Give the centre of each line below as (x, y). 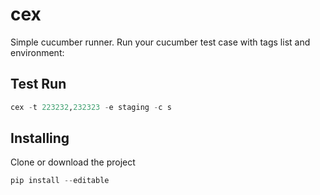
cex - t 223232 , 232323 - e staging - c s (91, 107)
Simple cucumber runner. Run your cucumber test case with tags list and (160, 42)
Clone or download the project (73, 162)
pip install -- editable (60, 181)
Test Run (38, 84)
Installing (40, 138)
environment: (37, 52)
